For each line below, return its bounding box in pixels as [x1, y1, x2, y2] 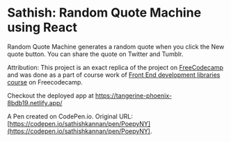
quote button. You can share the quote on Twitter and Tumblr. [7, 50, 184, 58]
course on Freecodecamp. [7, 78, 83, 86]
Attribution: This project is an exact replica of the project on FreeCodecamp [7, 63, 224, 71]
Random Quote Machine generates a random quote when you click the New [7, 42, 225, 51]
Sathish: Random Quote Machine [7, 5, 202, 21]
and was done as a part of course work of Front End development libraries [7, 71, 221, 79]
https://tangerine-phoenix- [95, 91, 173, 100]
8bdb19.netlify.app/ [7, 98, 63, 107]
